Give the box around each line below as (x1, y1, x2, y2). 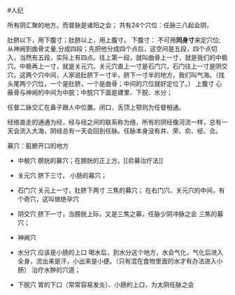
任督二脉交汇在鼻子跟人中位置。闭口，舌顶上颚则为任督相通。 (7, 103, 185, 111)
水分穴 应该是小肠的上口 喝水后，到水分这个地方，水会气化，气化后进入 (17, 248, 224, 257)
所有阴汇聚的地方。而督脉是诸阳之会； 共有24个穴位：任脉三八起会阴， (7, 21, 213, 29)
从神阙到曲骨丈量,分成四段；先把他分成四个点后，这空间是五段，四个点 (7, 45, 212, 52)
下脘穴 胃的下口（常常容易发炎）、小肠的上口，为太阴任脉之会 (17, 280, 194, 289)
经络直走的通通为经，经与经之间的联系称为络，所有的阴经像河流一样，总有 (7, 118, 222, 126)
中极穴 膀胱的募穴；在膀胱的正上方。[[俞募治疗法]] (17, 157, 164, 164)
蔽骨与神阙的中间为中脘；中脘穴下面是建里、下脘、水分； (7, 88, 173, 96)
